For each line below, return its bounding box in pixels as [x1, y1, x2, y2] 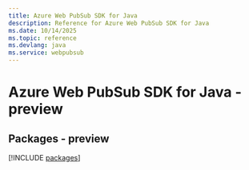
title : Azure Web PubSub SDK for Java [8, 11, 138, 20]
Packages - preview [8, 132, 110, 145]
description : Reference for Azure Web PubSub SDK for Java [8, 19, 210, 27]
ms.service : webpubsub [8, 49, 84, 57]
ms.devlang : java [8, 42, 66, 49]
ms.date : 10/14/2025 [8, 26, 78, 34]
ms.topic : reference [8, 34, 78, 42]
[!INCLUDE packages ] [8, 153, 81, 162]
